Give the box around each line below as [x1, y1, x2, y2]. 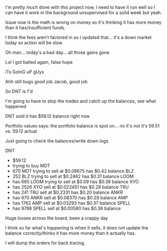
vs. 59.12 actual [5, 128, 37, 134]
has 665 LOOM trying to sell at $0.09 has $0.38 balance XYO [12, 179, 139, 185]
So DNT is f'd [5, 88, 33, 94]
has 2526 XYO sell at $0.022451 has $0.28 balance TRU [12, 184, 129, 190]
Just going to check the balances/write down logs [5, 138, 109, 144]
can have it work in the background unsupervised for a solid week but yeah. [5, 10, 162, 16]
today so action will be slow [5, 40, 63, 46]
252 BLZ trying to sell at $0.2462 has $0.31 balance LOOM [12, 173, 134, 179]
